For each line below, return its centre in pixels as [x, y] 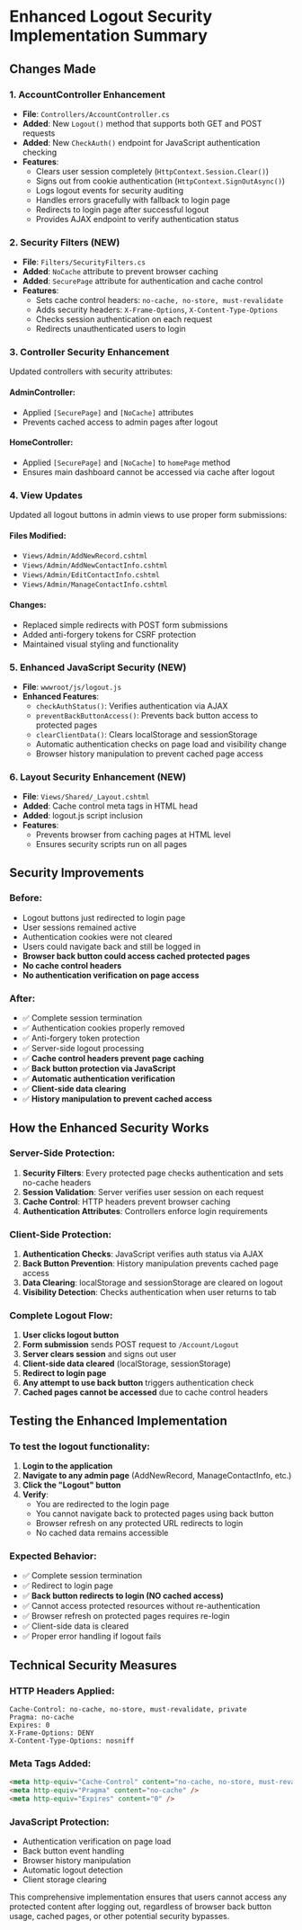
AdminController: [43, 392]
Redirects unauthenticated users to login [111, 329]
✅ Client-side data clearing [74, 1089]
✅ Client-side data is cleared [75, 1626]
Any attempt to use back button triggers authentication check [138, 1383]
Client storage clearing [65, 1880]
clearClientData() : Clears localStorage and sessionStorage [147, 734]
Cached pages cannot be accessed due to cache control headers [145, 1392]
